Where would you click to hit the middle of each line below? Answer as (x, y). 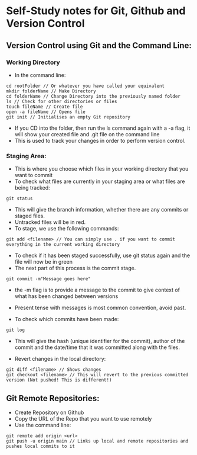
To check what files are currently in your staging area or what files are (100, 181)
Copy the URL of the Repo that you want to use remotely (83, 418)
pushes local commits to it (41, 446)
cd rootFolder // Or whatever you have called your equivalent (86, 86)
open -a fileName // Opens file (46, 112)
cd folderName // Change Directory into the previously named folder (93, 96)
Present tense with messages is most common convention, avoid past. (100, 308)
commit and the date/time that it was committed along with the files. (97, 347)
